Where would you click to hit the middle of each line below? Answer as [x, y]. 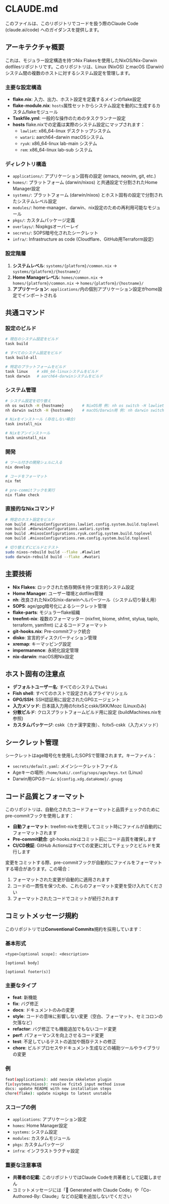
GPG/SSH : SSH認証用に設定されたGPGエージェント [66, 700]
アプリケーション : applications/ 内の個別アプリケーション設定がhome [85, 289]
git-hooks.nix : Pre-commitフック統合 [51, 631]
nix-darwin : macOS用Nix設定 [43, 656]
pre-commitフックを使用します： [40, 815]
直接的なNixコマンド [30, 509]
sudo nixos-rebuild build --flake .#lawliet [53, 552]
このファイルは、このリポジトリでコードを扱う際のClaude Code [72, 23]
